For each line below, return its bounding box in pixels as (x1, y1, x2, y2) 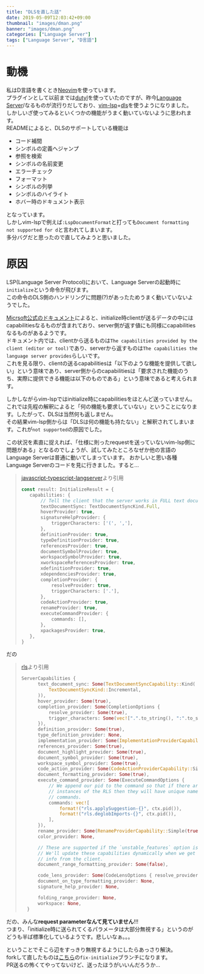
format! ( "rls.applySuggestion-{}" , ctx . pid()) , (59, 805, 182, 811)
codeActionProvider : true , (40, 599, 109, 605)
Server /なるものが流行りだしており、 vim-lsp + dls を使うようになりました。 (6, 101, 192, 109)
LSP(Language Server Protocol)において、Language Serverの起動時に (6, 278, 182, 285)
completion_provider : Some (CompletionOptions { (37, 704, 160, 710)
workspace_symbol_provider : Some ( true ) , (37, 760, 141, 766)
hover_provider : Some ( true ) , (37, 698, 112, 704)
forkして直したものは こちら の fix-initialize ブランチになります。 (6, 953, 171, 961)
